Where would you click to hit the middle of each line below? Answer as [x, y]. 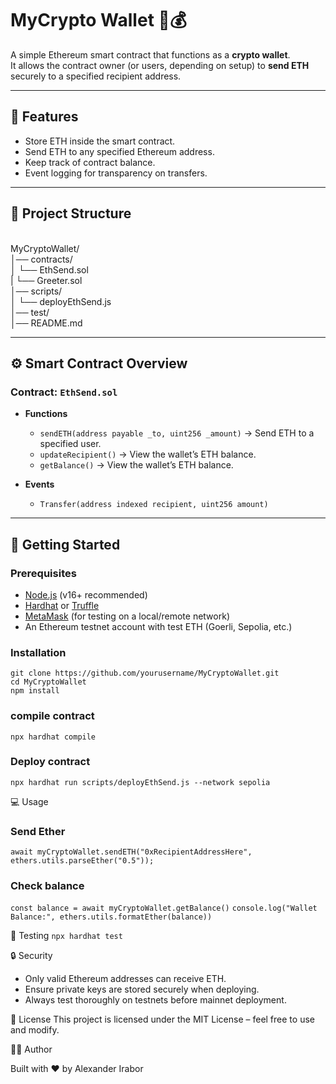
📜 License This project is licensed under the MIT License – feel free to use [162, 1019]
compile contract [52, 716]
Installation [38, 652]
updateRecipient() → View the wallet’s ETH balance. [148, 454]
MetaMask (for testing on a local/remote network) [127, 616]
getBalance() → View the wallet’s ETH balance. [136, 465]
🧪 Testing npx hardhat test [66, 936]
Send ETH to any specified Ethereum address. [119, 151]
